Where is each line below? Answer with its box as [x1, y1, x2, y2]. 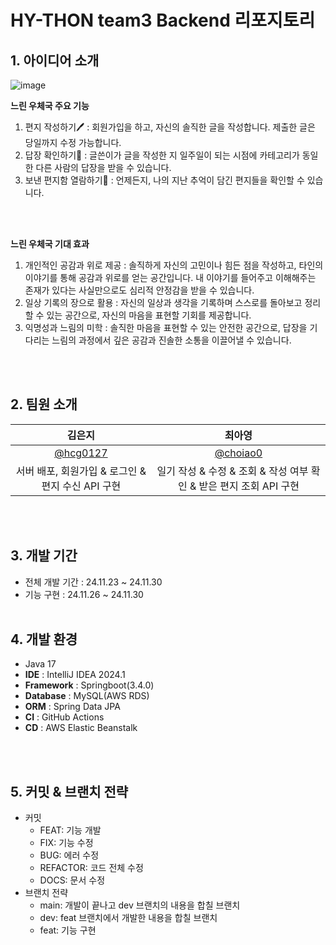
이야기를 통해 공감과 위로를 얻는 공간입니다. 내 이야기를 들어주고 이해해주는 [24, 272, 317, 283]
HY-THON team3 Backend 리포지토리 [10, 9, 316, 32]
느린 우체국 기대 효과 [10, 238, 90, 250]
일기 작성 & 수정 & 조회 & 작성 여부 [156, 464, 309, 478]
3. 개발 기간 [10, 547, 78, 565]
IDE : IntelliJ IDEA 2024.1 [24, 669, 126, 681]
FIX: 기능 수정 [39, 837, 94, 849]
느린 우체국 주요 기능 [10, 100, 90, 111]
